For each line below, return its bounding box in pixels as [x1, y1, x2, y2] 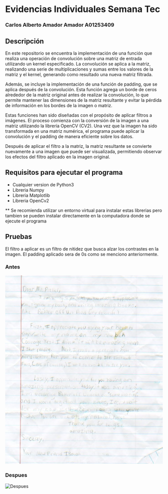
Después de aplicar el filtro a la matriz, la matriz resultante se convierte [5, 143, 152, 149]
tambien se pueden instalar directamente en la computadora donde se [5, 212, 150, 218]
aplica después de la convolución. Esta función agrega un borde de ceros [5, 86, 157, 92]
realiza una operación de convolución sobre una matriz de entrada [5, 55, 142, 61]
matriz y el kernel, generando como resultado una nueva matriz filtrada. [5, 71, 153, 77]
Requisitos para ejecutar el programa [5, 168, 123, 177]
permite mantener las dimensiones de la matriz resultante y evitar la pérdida [5, 97, 162, 103]
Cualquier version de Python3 [12, 181, 74, 187]
